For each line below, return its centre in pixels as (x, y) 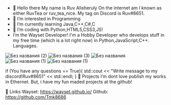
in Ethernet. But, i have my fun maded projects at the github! (69, 82)
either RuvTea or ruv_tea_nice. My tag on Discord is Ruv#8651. (79, 13)
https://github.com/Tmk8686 (36, 97)
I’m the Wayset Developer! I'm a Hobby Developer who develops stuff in (89, 35)
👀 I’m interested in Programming (47, 19)
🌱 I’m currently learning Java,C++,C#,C (54, 24)
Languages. (25, 46)
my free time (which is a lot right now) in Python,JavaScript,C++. (81, 40)
